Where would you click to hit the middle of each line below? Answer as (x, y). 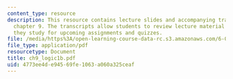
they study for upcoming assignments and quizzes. (88, 33)
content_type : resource (42, 13)
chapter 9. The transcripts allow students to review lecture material (119, 26)
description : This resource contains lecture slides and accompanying (111, 20)
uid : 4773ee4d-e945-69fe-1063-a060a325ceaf (71, 65)
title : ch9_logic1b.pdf (42, 58)
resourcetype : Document (42, 52)
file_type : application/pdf (48, 45)
